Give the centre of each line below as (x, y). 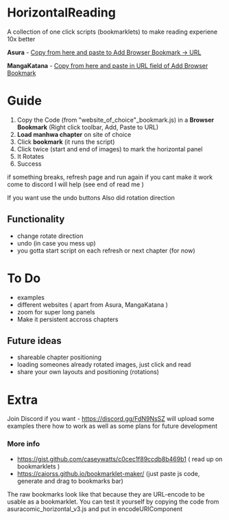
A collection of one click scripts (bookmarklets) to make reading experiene (112, 32)
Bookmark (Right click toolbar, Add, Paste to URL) (88, 127)
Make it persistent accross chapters (68, 319)
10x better (21, 39)
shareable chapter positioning (59, 357)
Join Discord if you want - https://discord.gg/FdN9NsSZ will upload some (111, 419)
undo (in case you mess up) (56, 243)
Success (29, 164)
